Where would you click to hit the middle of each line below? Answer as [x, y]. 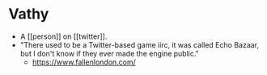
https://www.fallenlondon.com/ [84, 62]
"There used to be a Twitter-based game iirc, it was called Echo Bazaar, [140, 44]
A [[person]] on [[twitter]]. [64, 36]
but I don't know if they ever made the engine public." [110, 53]
